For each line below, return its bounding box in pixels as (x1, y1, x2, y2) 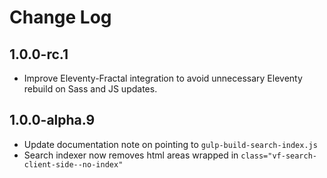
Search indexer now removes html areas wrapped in (23, 149, 239, 161)
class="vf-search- (240, 151, 317, 161)
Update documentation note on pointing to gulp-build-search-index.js (23, 138, 318, 150)
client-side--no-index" (23, 159, 124, 170)
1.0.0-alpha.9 (9, 112, 96, 129)
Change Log (9, 6, 112, 29)
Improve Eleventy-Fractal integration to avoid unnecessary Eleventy (23, 72, 303, 84)
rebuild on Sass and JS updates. (23, 83, 158, 95)
